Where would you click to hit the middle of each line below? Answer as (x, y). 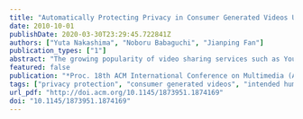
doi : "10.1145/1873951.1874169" (70, 101)
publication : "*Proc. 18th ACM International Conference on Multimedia (147, 76)
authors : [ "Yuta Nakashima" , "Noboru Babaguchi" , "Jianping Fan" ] (137, 42)
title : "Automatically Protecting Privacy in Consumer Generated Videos (149, 17)
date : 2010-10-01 (42, 26)
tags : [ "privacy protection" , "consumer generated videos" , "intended (145, 84)
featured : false (40, 68)
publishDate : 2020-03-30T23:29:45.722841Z (90, 34)
